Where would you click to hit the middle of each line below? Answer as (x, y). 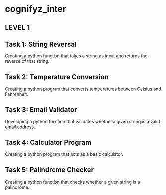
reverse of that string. (27, 61)
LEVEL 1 (17, 27)
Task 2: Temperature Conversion (57, 77)
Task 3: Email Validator (41, 110)
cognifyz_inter (36, 9)
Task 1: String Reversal (41, 44)
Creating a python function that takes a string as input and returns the (76, 56)
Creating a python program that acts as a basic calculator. (64, 154)
